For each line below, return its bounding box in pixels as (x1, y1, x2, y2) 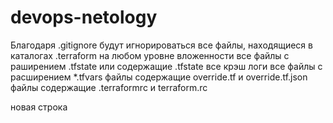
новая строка (10, 101, 68, 113)
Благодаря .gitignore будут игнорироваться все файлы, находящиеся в (10, 39, 313, 51)
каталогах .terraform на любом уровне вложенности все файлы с (10, 49, 290, 61)
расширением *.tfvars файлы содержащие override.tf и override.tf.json (10, 71, 308, 83)
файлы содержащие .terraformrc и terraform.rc (10, 81, 208, 93)
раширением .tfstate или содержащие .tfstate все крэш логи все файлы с (10, 60, 323, 72)
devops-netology (10, 6, 158, 29)
